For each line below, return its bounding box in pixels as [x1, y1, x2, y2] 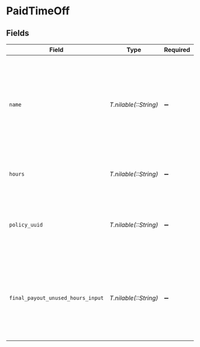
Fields [6, 28, 30, 38]
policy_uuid [9, 222, 43, 228]
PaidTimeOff [6, 4, 70, 18]
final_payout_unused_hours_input [9, 294, 104, 301]
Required [164, 46, 190, 54]
